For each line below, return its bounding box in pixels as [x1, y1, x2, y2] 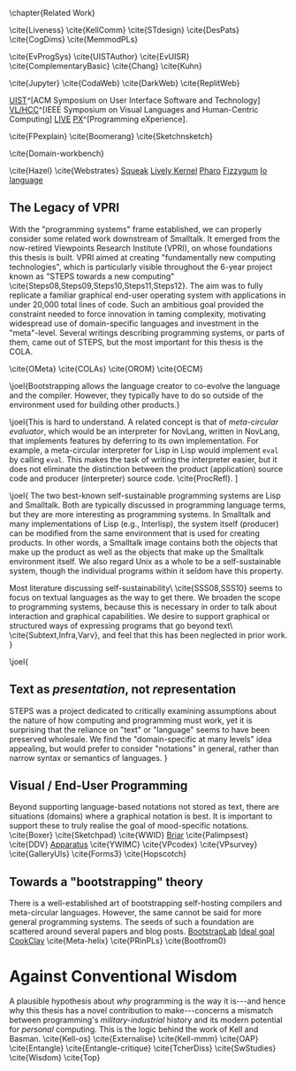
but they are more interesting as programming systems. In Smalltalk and [9, 508, 271, 519]
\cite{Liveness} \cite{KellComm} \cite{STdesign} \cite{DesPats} [9, 25, 240, 35]
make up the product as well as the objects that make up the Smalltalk [9, 547, 264, 557]
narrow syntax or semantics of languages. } [9, 752, 168, 763]
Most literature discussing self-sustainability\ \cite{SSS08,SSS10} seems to [9, 582, 283, 593]
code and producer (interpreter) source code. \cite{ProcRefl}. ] [9, 473, 239, 484]
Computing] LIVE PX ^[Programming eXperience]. [9, 114, 188, 124]
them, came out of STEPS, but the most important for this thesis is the [9, 337, 263, 347]
